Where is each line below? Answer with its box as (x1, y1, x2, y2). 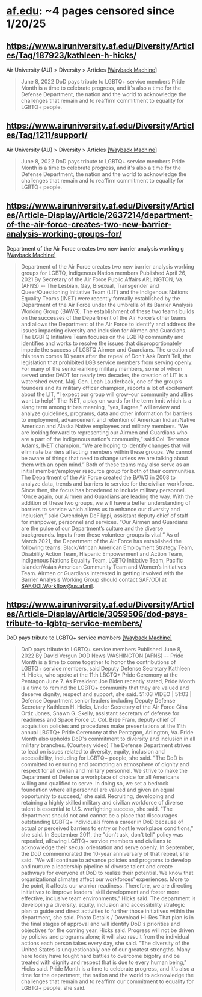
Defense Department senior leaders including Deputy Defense (20, 697, 176, 704)
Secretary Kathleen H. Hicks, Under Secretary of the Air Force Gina (20, 703, 188, 710)
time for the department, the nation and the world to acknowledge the (20, 972, 194, 979)
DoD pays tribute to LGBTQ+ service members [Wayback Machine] (6, 634, 173, 641)
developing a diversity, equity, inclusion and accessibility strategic (20, 901, 185, 909)
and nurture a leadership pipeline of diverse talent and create (20, 863, 173, 870)
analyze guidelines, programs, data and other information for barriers (20, 410, 192, 417)
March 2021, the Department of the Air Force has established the (20, 537, 182, 544)
